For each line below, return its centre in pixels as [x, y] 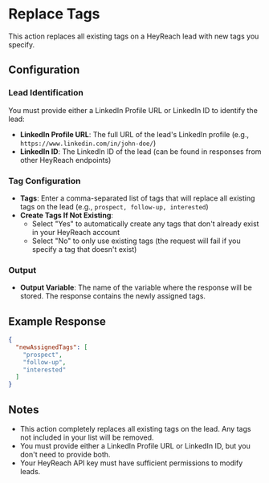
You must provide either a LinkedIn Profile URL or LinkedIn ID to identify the [133, 110]
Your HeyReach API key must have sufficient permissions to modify [131, 463]
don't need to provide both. [65, 454]
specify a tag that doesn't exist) [84, 249]
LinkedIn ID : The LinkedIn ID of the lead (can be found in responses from [141, 151]
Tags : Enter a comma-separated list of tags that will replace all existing [137, 198]
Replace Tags [54, 14]
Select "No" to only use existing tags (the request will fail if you [136, 241]
